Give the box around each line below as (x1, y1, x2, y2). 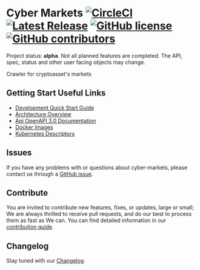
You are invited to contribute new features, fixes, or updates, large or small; (6, 204, 195, 211)
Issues (6, 148, 32, 158)
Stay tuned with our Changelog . (6, 257, 86, 265)
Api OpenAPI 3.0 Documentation (15, 117, 96, 124)
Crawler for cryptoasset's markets (6, 70, 92, 77)
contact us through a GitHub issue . (6, 170, 93, 178)
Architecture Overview (15, 110, 72, 118)
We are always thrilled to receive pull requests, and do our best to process (6, 210, 192, 218)
